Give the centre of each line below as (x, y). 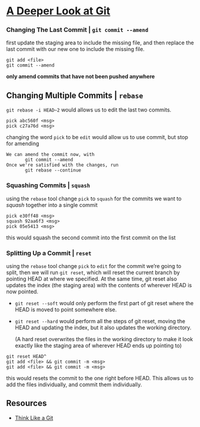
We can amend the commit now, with (50, 155)
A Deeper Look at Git (58, 11)
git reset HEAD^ (26, 356)
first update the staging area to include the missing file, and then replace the (100, 43)
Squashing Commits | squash (48, 185)
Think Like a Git (34, 417)
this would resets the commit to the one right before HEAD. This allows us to (100, 378)
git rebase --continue (53, 170)
